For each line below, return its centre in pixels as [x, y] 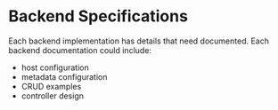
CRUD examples [51, 86]
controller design [52, 96]
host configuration [55, 67]
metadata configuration [64, 76]
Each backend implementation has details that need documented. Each [139, 41]
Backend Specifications [98, 16]
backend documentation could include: [80, 50]
